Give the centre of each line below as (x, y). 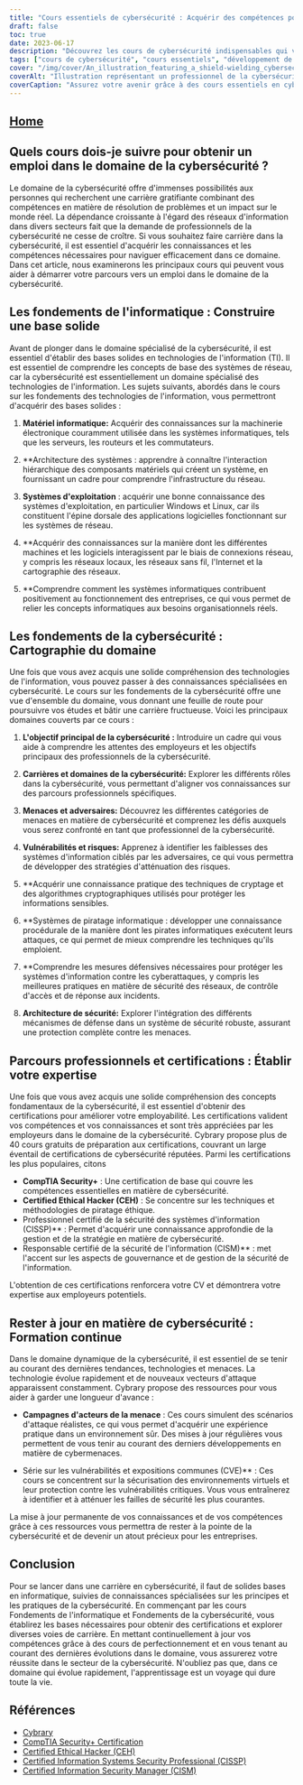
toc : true (28, 34)
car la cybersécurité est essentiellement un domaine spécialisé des (134, 376)
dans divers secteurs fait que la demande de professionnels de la (131, 226)
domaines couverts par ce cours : (72, 720)
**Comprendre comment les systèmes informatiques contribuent (144, 588)
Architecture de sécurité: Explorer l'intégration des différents (137, 1013)
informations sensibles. (66, 903)
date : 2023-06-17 (42, 43)
